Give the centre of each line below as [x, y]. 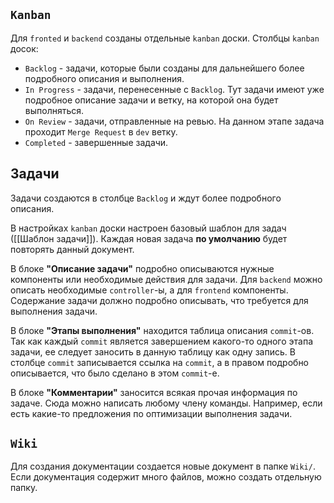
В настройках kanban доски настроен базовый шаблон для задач [148, 228]
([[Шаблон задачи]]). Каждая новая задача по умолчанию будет [149, 238]
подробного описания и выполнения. [104, 78]
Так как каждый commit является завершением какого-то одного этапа [162, 341]
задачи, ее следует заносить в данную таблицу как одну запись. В [153, 351]
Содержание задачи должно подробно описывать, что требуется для [159, 300]
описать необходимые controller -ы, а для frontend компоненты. [149, 290]
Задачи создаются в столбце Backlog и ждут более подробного [146, 198]
